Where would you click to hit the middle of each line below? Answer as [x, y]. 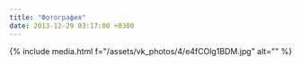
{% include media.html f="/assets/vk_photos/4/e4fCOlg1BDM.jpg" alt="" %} [151, 51]
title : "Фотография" [48, 17]
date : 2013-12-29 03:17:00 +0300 [72, 26]
